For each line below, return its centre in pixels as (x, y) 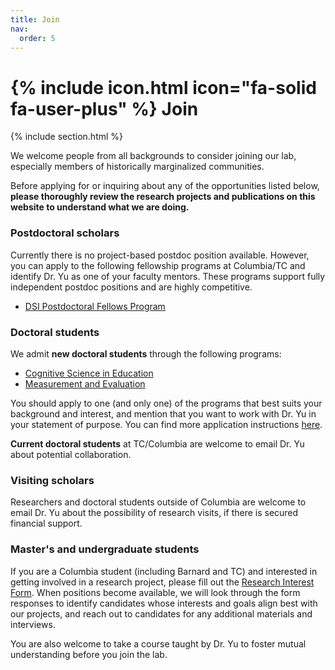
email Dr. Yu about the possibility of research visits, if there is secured (154, 513)
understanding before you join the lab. (89, 654)
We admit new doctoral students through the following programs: (146, 353)
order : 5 (37, 38)
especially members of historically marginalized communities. (137, 167)
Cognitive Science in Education (89, 373)
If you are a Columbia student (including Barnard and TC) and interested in (164, 571)
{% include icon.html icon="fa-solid (163, 87)
